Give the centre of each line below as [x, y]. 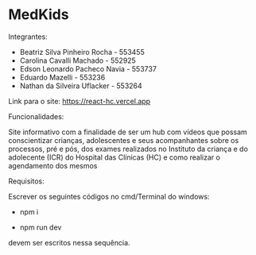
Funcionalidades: [36, 116]
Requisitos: [27, 181]
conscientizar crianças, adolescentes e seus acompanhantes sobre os [124, 140]
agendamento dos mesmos [53, 165]
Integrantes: [28, 37]
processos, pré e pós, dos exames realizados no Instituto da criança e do [128, 149]
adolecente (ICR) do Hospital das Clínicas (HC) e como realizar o [114, 157]
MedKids [39, 15]
